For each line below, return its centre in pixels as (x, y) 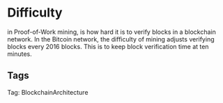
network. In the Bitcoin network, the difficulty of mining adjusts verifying (111, 39)
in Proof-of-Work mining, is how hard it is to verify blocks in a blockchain (111, 32)
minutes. (20, 54)
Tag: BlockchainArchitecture (48, 92)
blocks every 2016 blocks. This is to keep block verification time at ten (108, 46)
